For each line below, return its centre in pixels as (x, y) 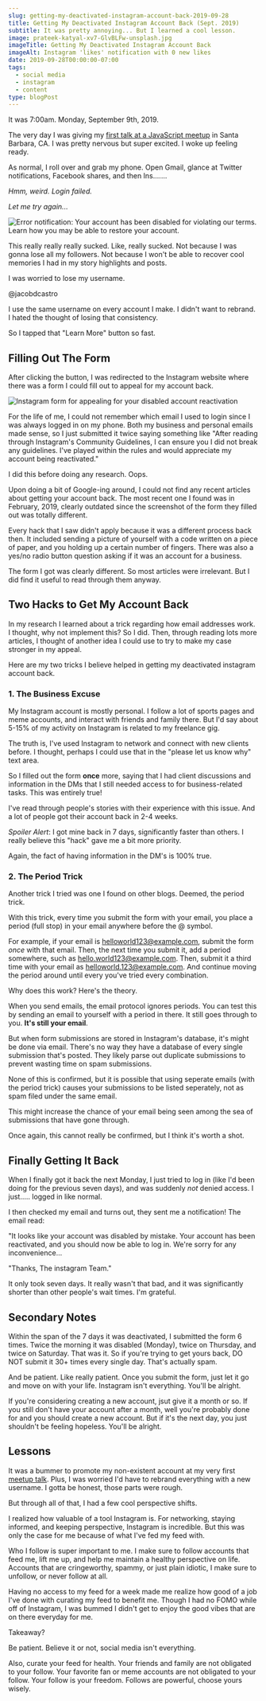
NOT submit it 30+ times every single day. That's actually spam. (113, 1362)
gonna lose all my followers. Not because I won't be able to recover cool (126, 255)
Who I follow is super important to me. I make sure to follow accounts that (129, 1551)
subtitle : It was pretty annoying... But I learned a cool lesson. (122, 30)
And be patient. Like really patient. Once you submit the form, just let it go (129, 1377)
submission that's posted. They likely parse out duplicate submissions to (127, 1055)
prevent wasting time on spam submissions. (80, 1064)
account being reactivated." (54, 459)
